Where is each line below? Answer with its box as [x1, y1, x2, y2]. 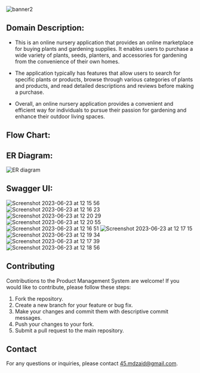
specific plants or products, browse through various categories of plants [14, 75, 193, 83]
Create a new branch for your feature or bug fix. [14, 301, 133, 308]
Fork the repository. [14, 295, 64, 302]
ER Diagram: [6, 150, 53, 161]
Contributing [6, 261, 55, 271]
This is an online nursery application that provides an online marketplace [14, 39, 194, 46]
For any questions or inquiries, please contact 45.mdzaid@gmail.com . [6, 360, 178, 367]
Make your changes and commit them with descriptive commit [14, 308, 169, 315]
